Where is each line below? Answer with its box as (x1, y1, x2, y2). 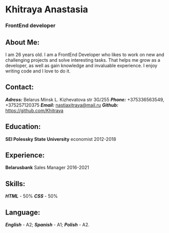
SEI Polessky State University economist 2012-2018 (5, 136, 116, 142)
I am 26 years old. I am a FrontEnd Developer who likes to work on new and (5, 51, 165, 58)
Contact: (5, 83, 34, 92)
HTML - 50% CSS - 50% (5, 193, 58, 199)
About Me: (5, 38, 40, 47)
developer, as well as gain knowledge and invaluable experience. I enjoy (5, 62, 158, 68)
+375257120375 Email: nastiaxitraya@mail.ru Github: (5, 102, 119, 108)
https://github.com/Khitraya (5, 107, 64, 114)
